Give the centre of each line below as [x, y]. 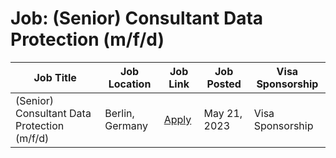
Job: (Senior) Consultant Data [137, 18]
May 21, [223, 113]
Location [130, 84]
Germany [126, 125]
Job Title [55, 77]
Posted [224, 84]
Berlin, [119, 113]
